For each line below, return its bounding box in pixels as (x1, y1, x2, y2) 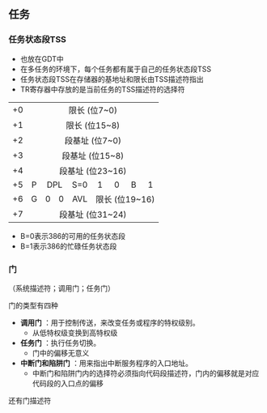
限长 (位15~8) (66, 120, 121, 131)
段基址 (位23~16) (59, 165, 127, 177)
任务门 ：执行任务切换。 (19, 338, 101, 347)
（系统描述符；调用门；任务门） (8, 283, 115, 293)
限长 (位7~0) (68, 104, 117, 116)
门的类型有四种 (8, 300, 58, 310)
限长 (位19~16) (95, 194, 155, 205)
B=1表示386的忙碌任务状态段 (19, 241, 117, 251)
